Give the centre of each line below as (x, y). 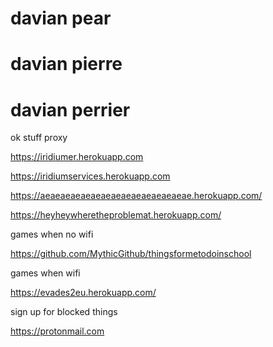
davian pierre (66, 64)
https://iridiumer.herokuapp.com (77, 157)
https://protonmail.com (57, 331)
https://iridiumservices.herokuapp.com (90, 176)
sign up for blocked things (64, 312)
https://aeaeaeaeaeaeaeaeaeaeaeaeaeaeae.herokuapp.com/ (136, 196)
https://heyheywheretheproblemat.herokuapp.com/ (116, 215)
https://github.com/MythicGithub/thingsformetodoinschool (131, 254)
